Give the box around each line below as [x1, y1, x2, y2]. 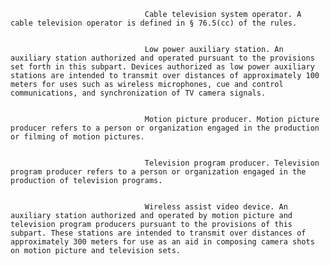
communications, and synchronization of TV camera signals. [10, 88, 267, 98]
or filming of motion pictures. [10, 132, 145, 142]
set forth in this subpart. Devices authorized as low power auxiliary [10, 62, 315, 72]
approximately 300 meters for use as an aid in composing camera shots [10, 237, 315, 247]
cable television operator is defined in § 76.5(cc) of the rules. [10, 18, 298, 28]
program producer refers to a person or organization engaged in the [10, 167, 307, 177]
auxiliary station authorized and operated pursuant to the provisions [10, 53, 315, 63]
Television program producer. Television [144, 158, 320, 168]
